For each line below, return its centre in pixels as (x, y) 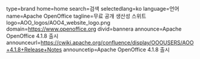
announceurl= (23, 42)
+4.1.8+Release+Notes (34, 50)
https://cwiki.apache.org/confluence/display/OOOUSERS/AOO (117, 42)
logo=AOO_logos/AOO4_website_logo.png (58, 23)
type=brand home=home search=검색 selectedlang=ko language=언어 (93, 9)
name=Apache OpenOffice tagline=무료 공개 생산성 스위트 (76, 16)
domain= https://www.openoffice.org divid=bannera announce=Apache (94, 29)
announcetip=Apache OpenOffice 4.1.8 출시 (116, 50)
